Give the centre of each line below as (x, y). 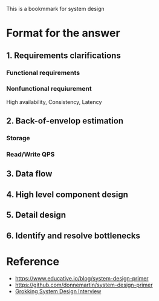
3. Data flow (29, 174)
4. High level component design (67, 194)
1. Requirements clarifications (63, 55)
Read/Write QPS (31, 155)
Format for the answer (63, 33)
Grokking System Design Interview (58, 291)
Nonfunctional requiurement (49, 89)
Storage (18, 138)
